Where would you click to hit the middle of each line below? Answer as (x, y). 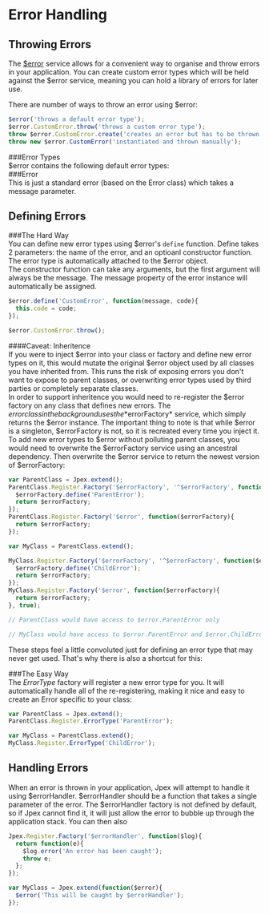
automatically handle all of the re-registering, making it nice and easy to (127, 691)
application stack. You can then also (68, 821)
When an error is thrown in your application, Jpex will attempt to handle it (129, 787)
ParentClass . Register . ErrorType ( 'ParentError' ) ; (91, 721)
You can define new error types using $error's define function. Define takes (134, 244)
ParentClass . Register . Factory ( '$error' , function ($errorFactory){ (121, 517)
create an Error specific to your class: (70, 699)
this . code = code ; (46, 309)
